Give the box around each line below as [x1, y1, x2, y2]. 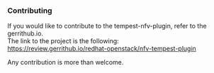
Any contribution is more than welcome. [7, 58, 124, 67]
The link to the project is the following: [7, 37, 119, 45]
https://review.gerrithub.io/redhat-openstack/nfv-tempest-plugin [7, 45, 196, 53]
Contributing [7, 6, 52, 16]
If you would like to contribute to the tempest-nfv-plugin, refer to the [7, 22, 207, 30]
